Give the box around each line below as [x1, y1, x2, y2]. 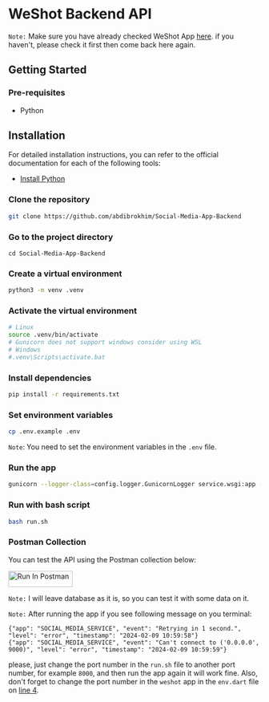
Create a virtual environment [8, 268, 122, 279]
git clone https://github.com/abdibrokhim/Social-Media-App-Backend [8, 212, 242, 221]
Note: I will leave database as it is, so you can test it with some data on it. [8, 593, 250, 603]
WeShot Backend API [8, 5, 152, 23]
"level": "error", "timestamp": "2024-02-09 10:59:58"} [8, 631, 199, 639]
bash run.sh [8, 517, 48, 525]
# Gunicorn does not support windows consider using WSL [8, 339, 203, 347]
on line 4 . [8, 685, 39, 695]
